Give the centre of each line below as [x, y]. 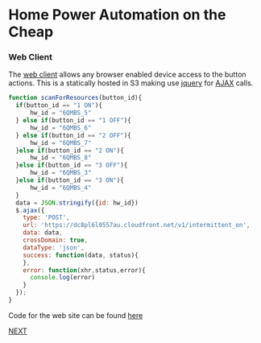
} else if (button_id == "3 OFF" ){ [72, 165]
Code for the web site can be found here [76, 315]
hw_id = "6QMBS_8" [60, 158]
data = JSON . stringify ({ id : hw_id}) [77, 203]
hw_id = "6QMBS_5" [60, 113]
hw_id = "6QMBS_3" [60, 173]
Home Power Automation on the [117, 15]
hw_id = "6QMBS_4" [60, 188]
